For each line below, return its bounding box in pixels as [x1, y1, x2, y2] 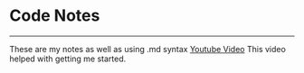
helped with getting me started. [9, 53, 127, 64]
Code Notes [9, 5, 100, 26]
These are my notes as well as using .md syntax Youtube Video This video [9, 43, 287, 54]
